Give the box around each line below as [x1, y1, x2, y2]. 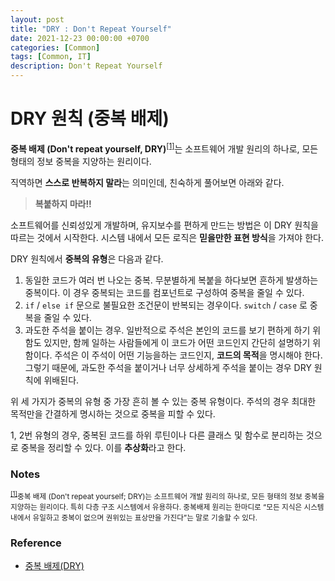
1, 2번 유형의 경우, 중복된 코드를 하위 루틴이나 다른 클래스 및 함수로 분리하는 [10, 429, 304, 441]
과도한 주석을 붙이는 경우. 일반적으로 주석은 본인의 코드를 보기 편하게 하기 [24, 324, 311, 336]
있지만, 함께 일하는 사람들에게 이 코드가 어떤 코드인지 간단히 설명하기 [43, 336, 311, 348]
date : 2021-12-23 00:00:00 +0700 [10, 33, 150, 43]
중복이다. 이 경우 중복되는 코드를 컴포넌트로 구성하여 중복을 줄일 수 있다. [24, 286, 305, 298]
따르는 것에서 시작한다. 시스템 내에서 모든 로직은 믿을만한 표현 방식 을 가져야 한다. [10, 231, 324, 243]
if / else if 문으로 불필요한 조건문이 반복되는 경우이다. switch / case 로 [24, 299, 308, 311]
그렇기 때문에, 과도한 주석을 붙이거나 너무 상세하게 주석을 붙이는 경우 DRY [24, 361, 312, 373]
